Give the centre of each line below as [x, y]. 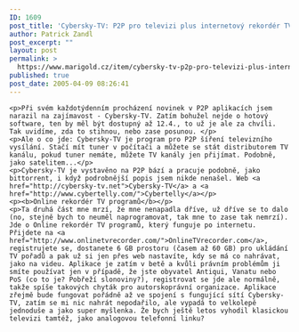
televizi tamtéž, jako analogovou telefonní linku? [107, 318]
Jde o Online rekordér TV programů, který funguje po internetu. [133, 225]
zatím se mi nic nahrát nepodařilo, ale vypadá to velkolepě [141, 303]
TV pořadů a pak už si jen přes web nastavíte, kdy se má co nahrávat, [145, 256]
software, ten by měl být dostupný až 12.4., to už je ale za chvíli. [143, 124]
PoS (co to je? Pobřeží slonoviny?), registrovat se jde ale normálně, [145, 279]
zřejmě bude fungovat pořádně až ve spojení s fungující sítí [127, 295]
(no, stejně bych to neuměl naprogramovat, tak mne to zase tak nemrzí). [149, 217]
